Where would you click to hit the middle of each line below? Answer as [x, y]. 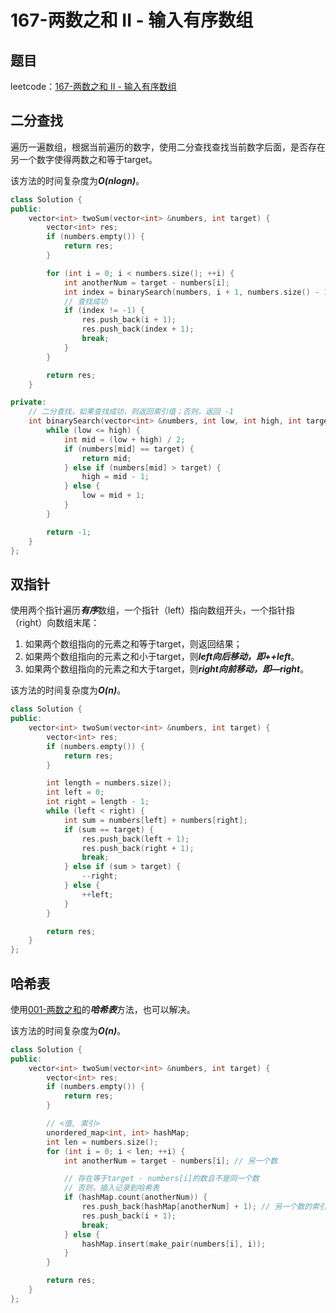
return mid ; [106, 458]
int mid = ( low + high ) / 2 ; [124, 439]
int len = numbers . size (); [102, 1142]
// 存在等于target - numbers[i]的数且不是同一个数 [161, 1179]
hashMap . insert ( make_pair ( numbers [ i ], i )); [174, 1244]
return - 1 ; [69, 532]
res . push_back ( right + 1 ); [138, 848]
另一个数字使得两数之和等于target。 [84, 159]
